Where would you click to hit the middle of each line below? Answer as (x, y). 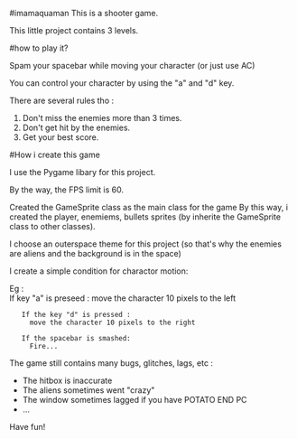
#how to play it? (39, 48)
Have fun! (28, 427)
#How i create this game (55, 154)
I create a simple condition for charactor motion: (99, 271)
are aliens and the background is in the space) (96, 253)
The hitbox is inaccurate (67, 380)
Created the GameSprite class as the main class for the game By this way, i (149, 207)
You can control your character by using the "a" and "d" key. (122, 83)
